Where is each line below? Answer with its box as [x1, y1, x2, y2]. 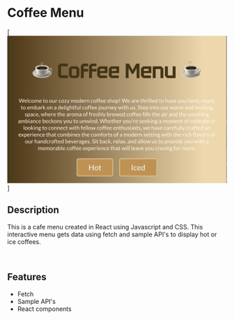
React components [17, 305, 72, 313]
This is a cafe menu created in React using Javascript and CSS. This [7, 222, 203, 231]
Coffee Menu [7, 5, 85, 21]
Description [7, 204, 59, 216]
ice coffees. [7, 237, 42, 245]
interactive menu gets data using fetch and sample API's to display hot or [7, 230, 217, 238]
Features [7, 271, 47, 283]
